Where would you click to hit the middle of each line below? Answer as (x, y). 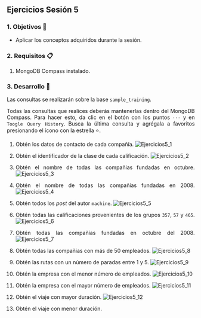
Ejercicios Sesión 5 (43, 10)
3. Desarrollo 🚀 (28, 86)
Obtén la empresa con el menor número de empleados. (83, 274)
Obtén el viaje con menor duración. (58, 309)
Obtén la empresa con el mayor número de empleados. (83, 286)
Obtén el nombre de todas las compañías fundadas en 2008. (105, 185)
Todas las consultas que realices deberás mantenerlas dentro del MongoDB (101, 111)
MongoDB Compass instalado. (53, 71)
